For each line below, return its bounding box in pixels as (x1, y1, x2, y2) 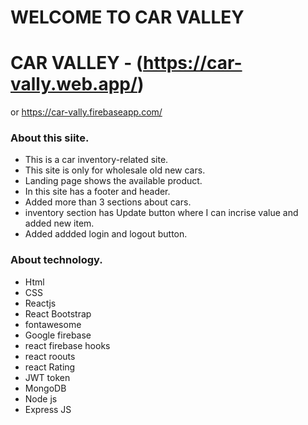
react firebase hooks (24, 339, 111, 351)
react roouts (24, 350, 76, 362)
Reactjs (24, 297, 57, 309)
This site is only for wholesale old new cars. (24, 164, 206, 176)
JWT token (24, 371, 71, 383)
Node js (24, 392, 58, 405)
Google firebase (24, 329, 92, 341)
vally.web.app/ (10, 73, 138, 96)
